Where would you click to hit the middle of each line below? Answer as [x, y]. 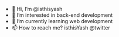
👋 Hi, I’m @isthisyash [37, 9]
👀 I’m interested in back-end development [62, 15]
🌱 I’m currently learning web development [62, 21]
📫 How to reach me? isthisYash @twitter [61, 28]
